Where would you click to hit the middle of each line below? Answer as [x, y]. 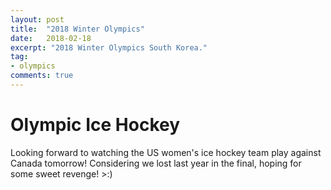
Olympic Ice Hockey [95, 125]
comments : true [42, 76]
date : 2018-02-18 [51, 38]
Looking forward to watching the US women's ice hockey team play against [166, 152]
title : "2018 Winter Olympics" [77, 29]
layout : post [37, 19]
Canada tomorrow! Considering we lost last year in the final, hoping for [156, 163]
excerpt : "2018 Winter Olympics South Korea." [109, 47]
